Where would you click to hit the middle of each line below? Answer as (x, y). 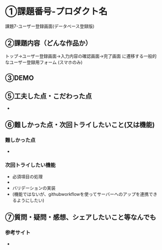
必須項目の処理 (27, 177)
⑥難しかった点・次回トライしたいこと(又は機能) (80, 125)
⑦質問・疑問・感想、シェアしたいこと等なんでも (81, 217)
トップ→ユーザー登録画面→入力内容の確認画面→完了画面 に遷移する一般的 (81, 56)
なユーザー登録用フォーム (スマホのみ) (44, 62)
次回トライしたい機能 (30, 165)
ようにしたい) (30, 200)
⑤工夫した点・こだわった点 (49, 96)
